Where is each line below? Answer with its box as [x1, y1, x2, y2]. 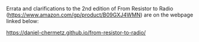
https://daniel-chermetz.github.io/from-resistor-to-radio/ [6, 29, 146, 36]
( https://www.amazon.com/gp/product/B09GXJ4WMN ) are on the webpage [6, 11, 194, 18]
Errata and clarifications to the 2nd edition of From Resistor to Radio [6, 5, 173, 12]
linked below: [6, 18, 39, 24]
